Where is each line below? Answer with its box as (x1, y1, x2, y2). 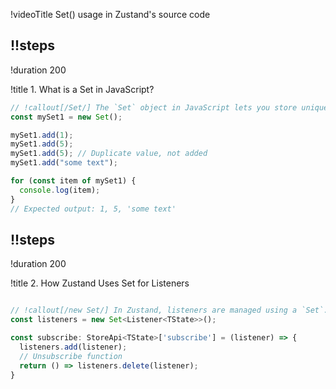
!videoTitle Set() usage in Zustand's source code (10, 9, 211, 20)
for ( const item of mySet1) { (10, 176, 137, 186)
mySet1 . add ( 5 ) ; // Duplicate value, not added (10, 149, 208, 159)
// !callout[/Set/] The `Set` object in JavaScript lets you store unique (10, 102, 329, 113)
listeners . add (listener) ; (19, 342, 128, 352)
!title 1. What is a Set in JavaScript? (10, 83, 155, 95)
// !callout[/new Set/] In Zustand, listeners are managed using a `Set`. (10, 305, 329, 316)
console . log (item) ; (19, 185, 101, 195)
